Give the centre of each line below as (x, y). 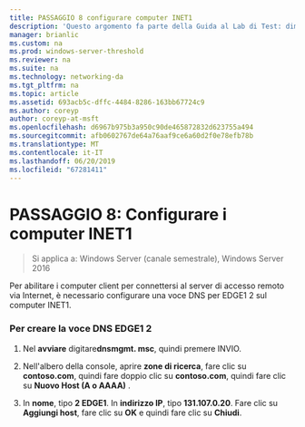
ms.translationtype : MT (54, 144)
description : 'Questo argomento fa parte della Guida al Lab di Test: (146, 26)
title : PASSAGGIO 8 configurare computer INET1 (101, 18)
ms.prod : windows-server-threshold (77, 52)
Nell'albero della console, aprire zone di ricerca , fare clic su (134, 366)
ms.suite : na (34, 69)
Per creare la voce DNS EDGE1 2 (81, 329)
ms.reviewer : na (40, 60)
